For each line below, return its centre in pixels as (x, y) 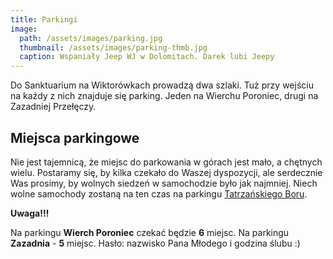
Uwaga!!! (30, 213)
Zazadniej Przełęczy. (53, 107)
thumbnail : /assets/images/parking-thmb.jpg (113, 47)
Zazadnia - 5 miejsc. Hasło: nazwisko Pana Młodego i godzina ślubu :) (155, 243)
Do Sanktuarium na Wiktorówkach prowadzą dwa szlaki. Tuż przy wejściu (162, 85)
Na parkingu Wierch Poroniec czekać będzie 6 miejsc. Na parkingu (150, 232)
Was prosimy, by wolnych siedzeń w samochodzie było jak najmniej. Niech (164, 183)
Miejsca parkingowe (75, 137)
